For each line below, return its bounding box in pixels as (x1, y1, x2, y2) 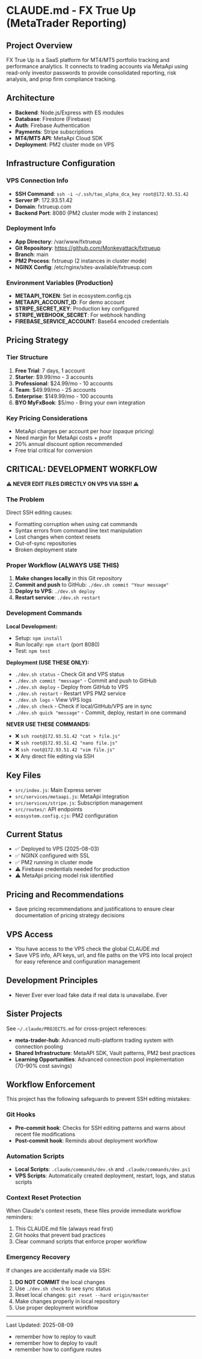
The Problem (6, 495, 45, 503)
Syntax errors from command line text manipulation (14, 527, 142, 534)
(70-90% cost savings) (14, 1062, 73, 1069)
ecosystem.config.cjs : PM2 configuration (14, 812, 118, 819)
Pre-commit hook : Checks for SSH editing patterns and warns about (14, 1124, 186, 1131)
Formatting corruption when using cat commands (14, 521, 138, 528)
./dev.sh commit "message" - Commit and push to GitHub (14, 676, 157, 684)
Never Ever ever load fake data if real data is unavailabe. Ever (14, 991, 168, 998)
